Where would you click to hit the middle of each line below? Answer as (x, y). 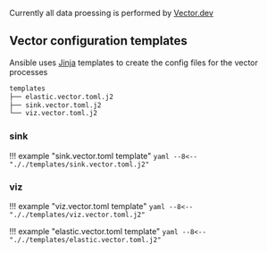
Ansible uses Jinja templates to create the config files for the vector (134, 63)
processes (29, 72)
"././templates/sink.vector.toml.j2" (79, 164)
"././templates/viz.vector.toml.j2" (77, 215)
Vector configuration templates (98, 41)
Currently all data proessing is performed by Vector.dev (112, 13)
